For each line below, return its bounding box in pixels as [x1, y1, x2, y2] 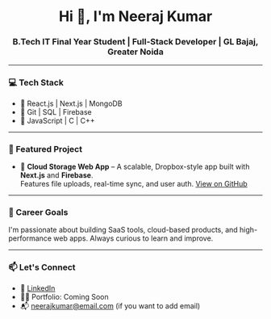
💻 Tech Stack [8, 77, 65, 88]
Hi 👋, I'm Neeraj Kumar [58, 7, 213, 26]
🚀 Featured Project [8, 143, 83, 154]
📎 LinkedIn [19, 283, 56, 293]
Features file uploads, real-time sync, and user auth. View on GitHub [19, 179, 248, 189]
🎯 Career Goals [8, 207, 69, 217]
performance [8, 233, 52, 243]
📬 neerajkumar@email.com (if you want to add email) [19, 300, 201, 310]
